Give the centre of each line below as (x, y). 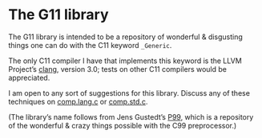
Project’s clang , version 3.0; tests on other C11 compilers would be (117, 69)
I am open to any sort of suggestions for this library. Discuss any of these (129, 93)
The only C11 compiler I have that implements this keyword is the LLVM (125, 61)
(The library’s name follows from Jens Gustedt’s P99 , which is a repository (131, 116)
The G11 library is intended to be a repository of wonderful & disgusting (125, 37)
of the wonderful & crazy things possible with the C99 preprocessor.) (123, 125)
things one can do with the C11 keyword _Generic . (90, 45)
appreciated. (29, 77)
